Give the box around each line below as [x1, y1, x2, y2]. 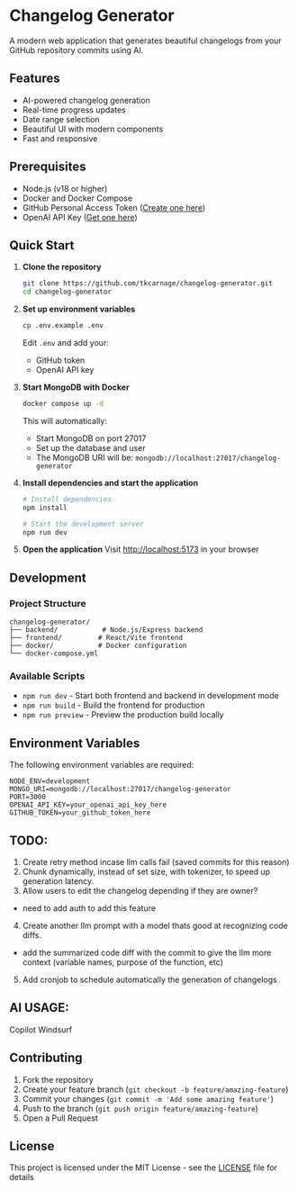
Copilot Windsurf [9, 1023, 73, 1035]
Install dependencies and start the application [22, 477, 199, 488]
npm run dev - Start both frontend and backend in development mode [22, 690, 279, 701]
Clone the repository [22, 262, 102, 273]
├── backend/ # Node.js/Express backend [9, 626, 203, 635]
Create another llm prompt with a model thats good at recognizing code [22, 920, 288, 931]
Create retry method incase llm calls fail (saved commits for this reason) [22, 856, 290, 867]
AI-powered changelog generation [22, 95, 150, 105]
